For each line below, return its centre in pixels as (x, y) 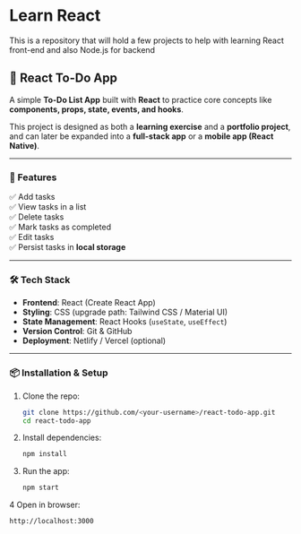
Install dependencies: (62, 438)
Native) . (25, 145)
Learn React (55, 16)
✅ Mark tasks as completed (60, 227)
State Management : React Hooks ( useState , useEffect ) (125, 322)
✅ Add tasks (32, 197)
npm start (41, 488)
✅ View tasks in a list (48, 207)
